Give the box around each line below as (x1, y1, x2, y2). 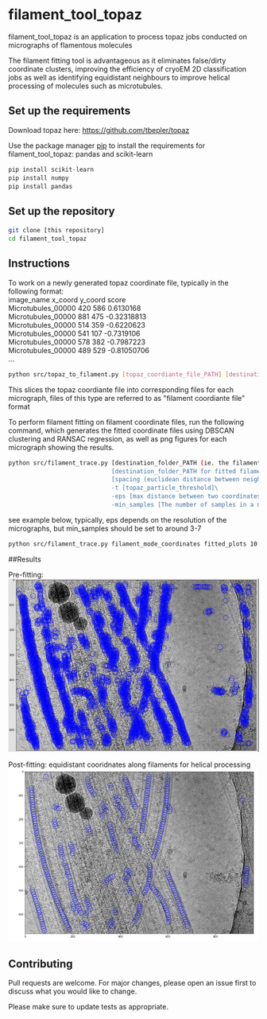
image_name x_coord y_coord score (8, 294, 126, 304)
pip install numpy (8, 173, 69, 182)
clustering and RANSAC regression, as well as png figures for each (8, 434, 227, 443)
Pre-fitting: (8, 570, 44, 579)
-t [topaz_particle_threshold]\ (110, 484, 219, 492)
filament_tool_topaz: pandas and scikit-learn (8, 149, 153, 158)
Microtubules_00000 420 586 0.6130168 (8, 303, 141, 313)
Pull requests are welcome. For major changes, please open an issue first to (8, 978, 257, 988)
